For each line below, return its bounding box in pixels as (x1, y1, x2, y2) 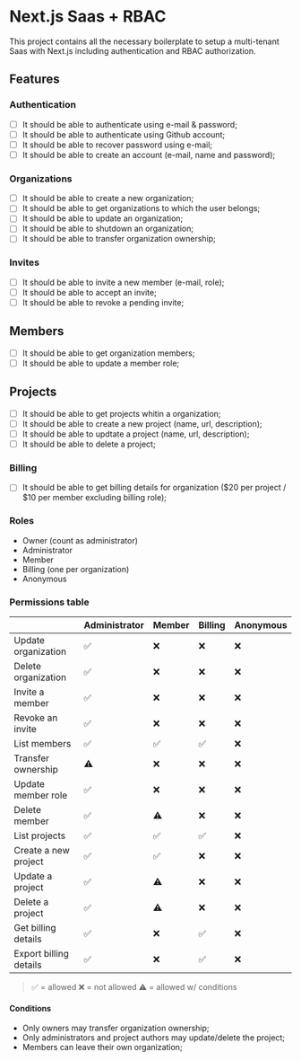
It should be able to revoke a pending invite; (21, 296, 185, 307)
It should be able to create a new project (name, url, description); (21, 418, 262, 429)
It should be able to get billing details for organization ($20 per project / (21, 482, 287, 493)
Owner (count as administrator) (21, 535, 139, 545)
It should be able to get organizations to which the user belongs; (21, 203, 261, 214)
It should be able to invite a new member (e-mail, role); (21, 277, 225, 287)
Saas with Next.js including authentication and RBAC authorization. (9, 45, 256, 56)
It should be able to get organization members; (21, 348, 195, 358)
